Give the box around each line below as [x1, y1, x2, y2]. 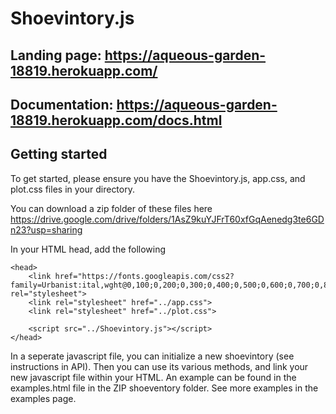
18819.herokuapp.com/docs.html [10, 112, 223, 129]
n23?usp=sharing [10, 223, 83, 236]
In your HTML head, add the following [10, 243, 167, 255]
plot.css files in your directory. [10, 183, 135, 195]
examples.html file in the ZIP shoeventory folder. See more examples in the [10, 382, 319, 394]
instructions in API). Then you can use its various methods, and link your [10, 360, 309, 372]
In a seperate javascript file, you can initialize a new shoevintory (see [10, 350, 295, 362]
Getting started [10, 146, 108, 163]
